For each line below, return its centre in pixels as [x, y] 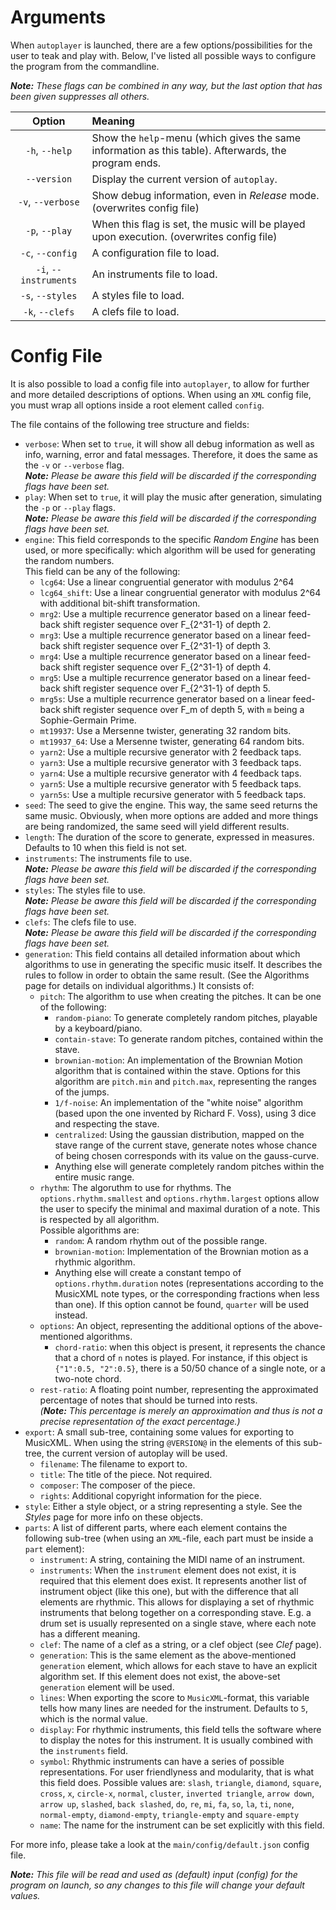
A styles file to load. [138, 295]
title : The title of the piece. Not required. [126, 1474]
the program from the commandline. [85, 66]
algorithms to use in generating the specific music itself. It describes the [173, 964]
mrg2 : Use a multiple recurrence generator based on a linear [163, 613]
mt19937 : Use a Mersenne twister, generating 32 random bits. [165, 730]
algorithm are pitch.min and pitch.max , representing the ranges [185, 1081]
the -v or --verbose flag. [74, 465]
